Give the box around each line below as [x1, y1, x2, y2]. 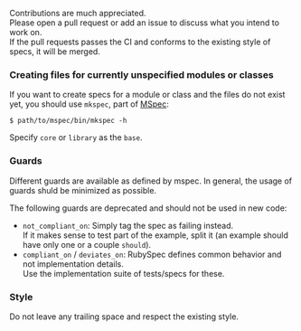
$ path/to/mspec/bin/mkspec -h [9, 117, 127, 126]
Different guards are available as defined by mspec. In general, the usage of [9, 175, 293, 186]
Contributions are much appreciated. [9, 8, 146, 18]
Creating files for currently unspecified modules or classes [9, 68, 274, 80]
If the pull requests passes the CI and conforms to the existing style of [9, 36, 271, 47]
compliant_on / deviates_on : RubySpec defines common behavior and [22, 249, 282, 260]
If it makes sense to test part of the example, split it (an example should [22, 230, 289, 241]
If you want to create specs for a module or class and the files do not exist [9, 90, 286, 100]
